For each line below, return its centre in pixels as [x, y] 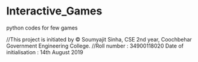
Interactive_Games [54, 11]
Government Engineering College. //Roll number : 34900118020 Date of [95, 46]
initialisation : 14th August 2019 [45, 52]
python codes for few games [42, 28]
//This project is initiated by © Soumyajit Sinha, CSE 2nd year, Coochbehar [99, 39]
